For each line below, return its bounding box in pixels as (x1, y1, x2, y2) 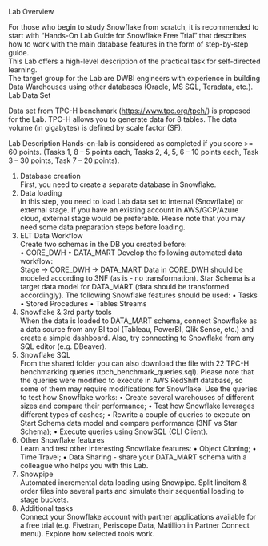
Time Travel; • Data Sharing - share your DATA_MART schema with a (19, 452, 247, 462)
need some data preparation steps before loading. (19, 222, 186, 232)
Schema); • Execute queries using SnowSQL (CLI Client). (19, 427, 208, 436)
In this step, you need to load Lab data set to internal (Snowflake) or (19, 196, 244, 206)
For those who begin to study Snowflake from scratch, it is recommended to (8, 22, 259, 31)
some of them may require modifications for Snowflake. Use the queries (19, 384, 258, 394)
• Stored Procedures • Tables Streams (19, 299, 147, 308)
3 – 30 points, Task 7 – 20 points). (8, 156, 120, 165)
